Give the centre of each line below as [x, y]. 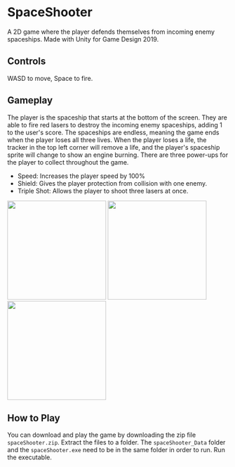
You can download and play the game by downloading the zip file [102, 435]
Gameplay [30, 100]
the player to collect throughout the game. [68, 162]
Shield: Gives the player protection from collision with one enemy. [112, 183]
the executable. [30, 457]
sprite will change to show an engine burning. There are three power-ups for [118, 155]
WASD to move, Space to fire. [50, 78]
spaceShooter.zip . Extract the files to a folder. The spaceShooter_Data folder [116, 442]
